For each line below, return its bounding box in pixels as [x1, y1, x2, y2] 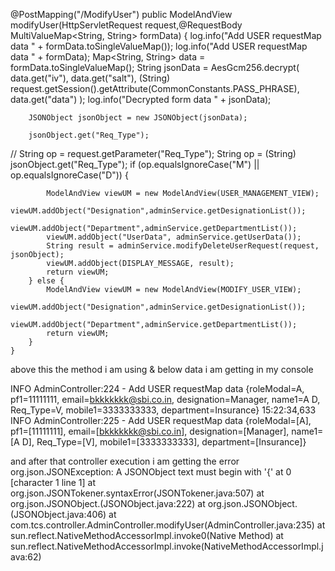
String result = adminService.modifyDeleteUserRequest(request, [46, 241, 320, 251]
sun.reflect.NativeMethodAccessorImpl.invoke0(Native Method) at [10, 530, 284, 541]
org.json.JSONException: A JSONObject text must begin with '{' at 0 [10, 466, 292, 478]
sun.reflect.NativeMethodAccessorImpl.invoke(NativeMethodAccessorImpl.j [10, 540, 324, 552]
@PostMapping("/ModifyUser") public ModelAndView [10, 9, 233, 20]
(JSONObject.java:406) [10, 509, 107, 520]
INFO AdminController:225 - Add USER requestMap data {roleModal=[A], [10, 415, 312, 426]
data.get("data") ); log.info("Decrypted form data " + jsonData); [10, 94, 272, 105]
